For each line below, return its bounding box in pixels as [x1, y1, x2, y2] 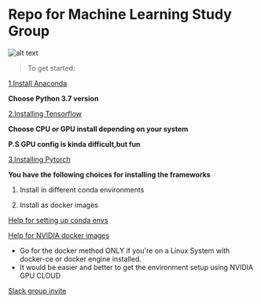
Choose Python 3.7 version [8, 93, 99, 103]
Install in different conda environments [19, 184, 145, 194]
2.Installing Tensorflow [8, 108, 83, 119]
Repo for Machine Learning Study [8, 5, 232, 24]
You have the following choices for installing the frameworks [8, 170, 211, 179]
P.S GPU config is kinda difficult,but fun [8, 139, 141, 148]
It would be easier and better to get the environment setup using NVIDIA [19, 262, 254, 272]
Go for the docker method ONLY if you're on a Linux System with [19, 246, 230, 255]
